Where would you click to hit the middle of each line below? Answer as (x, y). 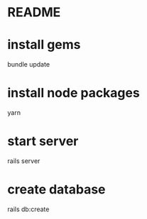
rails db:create (28, 209)
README (34, 12)
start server (43, 141)
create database (56, 190)
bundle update (29, 64)
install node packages (73, 93)
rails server (24, 161)
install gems (44, 45)
